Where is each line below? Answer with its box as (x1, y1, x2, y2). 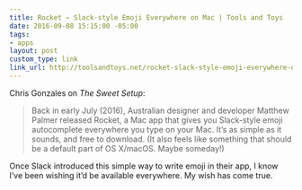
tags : (9, 30, 30, 39)
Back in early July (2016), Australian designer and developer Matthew (31, 105, 289, 116)
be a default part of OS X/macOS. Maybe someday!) (31, 142, 225, 153)
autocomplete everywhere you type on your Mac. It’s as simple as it (31, 124, 282, 134)
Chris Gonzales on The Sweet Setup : (9, 87, 146, 99)
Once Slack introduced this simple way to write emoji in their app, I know (9, 160, 279, 171)
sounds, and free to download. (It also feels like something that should (31, 134, 292, 144)
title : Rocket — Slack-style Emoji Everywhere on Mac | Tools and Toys (9, 13, 283, 22)
